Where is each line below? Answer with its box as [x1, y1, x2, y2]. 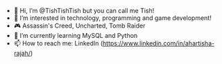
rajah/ [13, 49, 31, 57]
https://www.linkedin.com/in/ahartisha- [103, 39, 215, 47]
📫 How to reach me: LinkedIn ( [13, 39, 103, 47]
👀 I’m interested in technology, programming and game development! [13, 14, 212, 22]
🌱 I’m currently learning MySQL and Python [13, 32, 138, 39]
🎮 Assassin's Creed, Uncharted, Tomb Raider [13, 21, 146, 30]
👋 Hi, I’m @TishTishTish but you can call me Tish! [13, 7, 155, 14]
